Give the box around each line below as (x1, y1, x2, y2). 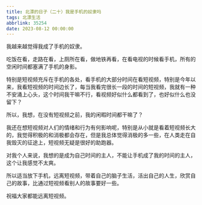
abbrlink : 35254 (6, 20, 47, 26)
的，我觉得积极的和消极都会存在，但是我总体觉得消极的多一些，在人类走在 (6, 132, 191, 139)
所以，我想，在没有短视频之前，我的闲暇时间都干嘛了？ (6, 111, 143, 118)
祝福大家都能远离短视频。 (6, 192, 70, 200)
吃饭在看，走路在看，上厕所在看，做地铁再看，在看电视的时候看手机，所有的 (6, 55, 196, 63)
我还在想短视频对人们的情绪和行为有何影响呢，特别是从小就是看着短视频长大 (6, 124, 196, 131)
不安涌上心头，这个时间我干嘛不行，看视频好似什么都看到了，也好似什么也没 (6, 91, 196, 98)
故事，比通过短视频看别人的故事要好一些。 (16, 180, 122, 187)
